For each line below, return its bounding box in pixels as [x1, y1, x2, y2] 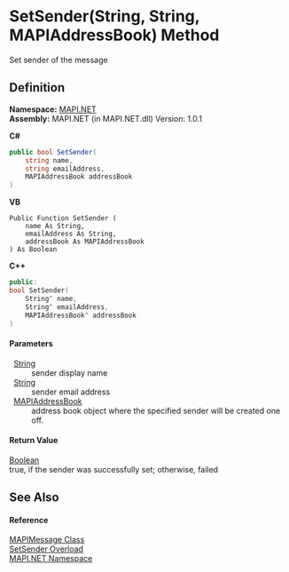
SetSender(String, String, [9, 6, 200, 27]
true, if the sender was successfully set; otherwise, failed [9, 464, 219, 474]
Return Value [9, 435, 59, 446]
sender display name [31, 367, 108, 378]
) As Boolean [9, 245, 58, 254]
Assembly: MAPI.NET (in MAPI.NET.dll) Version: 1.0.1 [9, 113, 202, 123]
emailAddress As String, [25, 229, 117, 239]
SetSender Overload [9, 544, 84, 554]
